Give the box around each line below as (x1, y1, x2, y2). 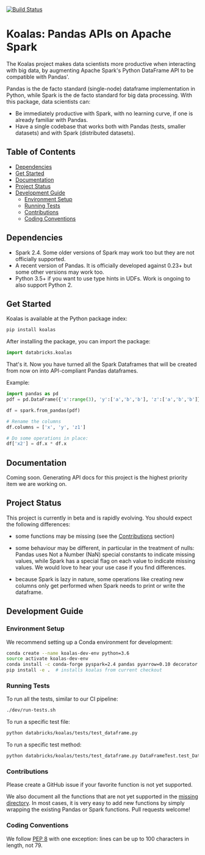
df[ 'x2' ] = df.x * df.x (6, 441, 67, 447)
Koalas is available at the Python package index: (6, 315, 128, 323)
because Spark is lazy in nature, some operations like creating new (15, 575, 184, 582)
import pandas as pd (6, 391, 59, 397)
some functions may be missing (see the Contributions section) (15, 532, 175, 540)
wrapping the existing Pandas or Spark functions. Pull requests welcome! (6, 806, 190, 814)
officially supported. (15, 255, 66, 262)
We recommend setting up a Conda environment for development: (6, 638, 173, 646)
